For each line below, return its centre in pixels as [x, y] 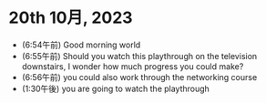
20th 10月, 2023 [71, 18]
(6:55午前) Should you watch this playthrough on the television [139, 56]
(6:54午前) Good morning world [81, 45]
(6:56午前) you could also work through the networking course [139, 77]
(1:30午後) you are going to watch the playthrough [116, 88]
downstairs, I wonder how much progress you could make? [133, 66]
